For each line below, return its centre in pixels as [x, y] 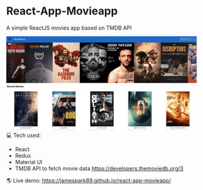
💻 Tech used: [24, 135]
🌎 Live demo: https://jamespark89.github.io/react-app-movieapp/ [89, 181]
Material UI [29, 162]
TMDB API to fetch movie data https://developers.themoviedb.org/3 [99, 169]
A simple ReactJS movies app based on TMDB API [69, 28]
